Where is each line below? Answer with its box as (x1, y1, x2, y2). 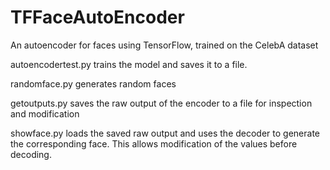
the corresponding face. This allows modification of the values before (10, 137, 298, 150)
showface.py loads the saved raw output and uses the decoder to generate (10, 127, 321, 139)
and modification (10, 107, 80, 120)
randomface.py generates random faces (10, 77, 177, 90)
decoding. (10, 148, 52, 160)
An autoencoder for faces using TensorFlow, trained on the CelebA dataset (10, 39, 319, 51)
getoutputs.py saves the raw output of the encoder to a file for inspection (10, 97, 313, 109)
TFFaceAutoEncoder (10, 6, 185, 29)
